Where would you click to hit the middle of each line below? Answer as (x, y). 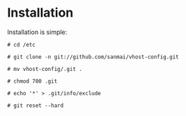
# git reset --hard (36, 106)
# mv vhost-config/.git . (45, 69)
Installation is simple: (37, 32)
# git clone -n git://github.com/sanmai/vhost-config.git (93, 57)
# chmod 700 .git (32, 81)
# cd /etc (22, 44)
